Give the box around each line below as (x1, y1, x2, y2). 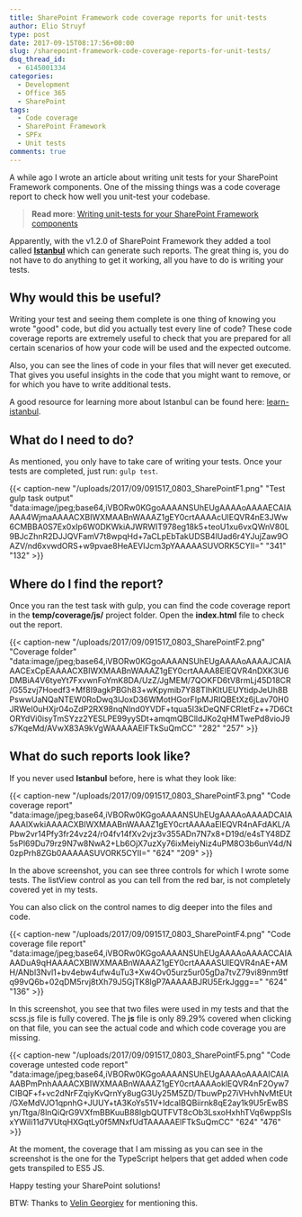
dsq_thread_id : (9, 55, 67, 64)
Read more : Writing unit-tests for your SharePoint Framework (31, 208, 259, 219)
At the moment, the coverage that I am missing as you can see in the (9, 1143, 263, 1154)
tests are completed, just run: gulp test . (9, 465, 159, 477)
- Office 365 (17, 88, 67, 97)
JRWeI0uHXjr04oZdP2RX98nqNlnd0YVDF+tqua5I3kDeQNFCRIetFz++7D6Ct (9, 704, 293, 715)
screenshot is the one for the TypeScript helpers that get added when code (9, 1153, 289, 1164)
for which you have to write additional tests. (9, 379, 172, 390)
